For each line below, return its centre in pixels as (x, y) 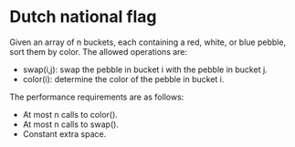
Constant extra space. (64, 133)
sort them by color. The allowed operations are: (99, 51)
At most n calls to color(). (70, 114)
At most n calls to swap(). (70, 124)
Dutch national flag (83, 17)
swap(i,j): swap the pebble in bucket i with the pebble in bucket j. (145, 69)
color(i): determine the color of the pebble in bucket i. (123, 79)
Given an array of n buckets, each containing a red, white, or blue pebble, (147, 42)
